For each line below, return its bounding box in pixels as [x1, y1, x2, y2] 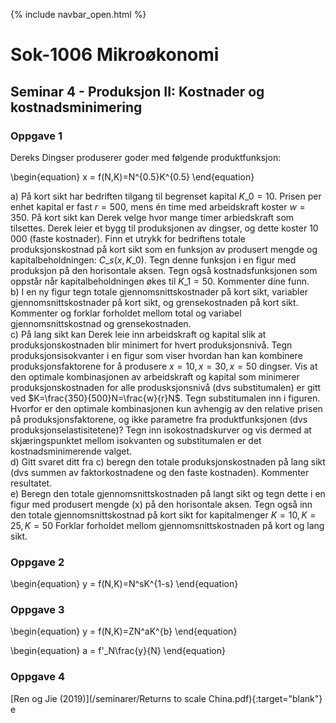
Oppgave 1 [10, 129, 63, 143]
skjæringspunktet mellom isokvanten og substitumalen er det [10, 434, 262, 446]
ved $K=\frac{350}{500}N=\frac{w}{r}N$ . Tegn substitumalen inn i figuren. [10, 392, 321, 404]
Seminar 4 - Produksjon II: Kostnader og [10, 83, 265, 100]
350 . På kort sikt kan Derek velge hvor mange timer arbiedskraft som [10, 211, 295, 223]
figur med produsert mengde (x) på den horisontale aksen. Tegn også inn [10, 498, 313, 510]
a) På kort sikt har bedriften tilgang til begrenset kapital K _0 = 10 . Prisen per [10, 190, 322, 202]
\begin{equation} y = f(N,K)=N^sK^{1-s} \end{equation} [10, 578, 239, 590]
